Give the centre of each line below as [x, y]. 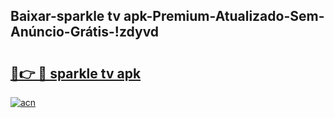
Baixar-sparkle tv [66, 16]
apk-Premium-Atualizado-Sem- [224, 16]
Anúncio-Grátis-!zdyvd [85, 32]
